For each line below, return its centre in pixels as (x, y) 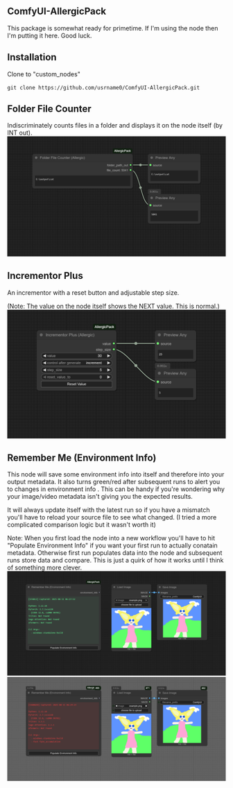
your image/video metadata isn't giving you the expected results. (100, 497)
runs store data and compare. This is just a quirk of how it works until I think (115, 560)
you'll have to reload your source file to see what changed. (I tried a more (112, 517)
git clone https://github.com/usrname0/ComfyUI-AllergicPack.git (103, 87)
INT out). (20, 133)
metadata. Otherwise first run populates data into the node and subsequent (115, 553)
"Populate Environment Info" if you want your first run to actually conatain (113, 546)
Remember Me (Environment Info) (82, 458)
